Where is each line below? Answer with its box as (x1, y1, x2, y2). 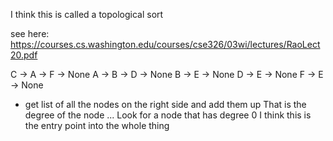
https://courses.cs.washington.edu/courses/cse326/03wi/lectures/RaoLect (10, 39, 321, 50)
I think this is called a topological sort (10, 9, 164, 20)
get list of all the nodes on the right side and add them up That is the (24, 99, 307, 110)
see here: (10, 28, 50, 39)
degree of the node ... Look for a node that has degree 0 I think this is (24, 109, 312, 121)
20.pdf (10, 49, 38, 61)
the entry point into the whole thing (24, 120, 170, 131)
